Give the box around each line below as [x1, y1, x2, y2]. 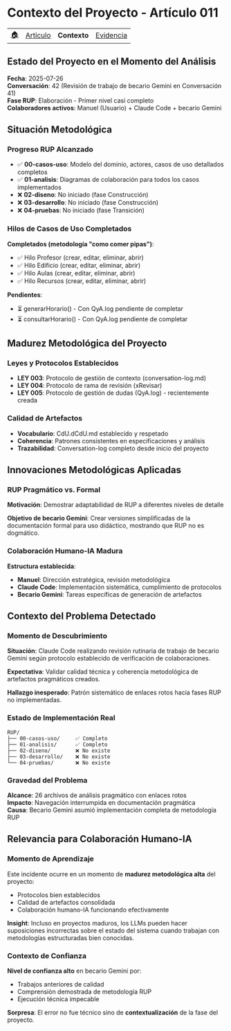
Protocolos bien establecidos [17, 890, 100, 899]
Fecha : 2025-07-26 [7, 74, 64, 83]
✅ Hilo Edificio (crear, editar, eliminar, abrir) [17, 261, 140, 269]
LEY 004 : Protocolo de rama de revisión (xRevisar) [17, 382, 163, 390]
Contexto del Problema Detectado [7, 611, 156, 622]
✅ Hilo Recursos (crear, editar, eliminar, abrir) [17, 276, 147, 285]
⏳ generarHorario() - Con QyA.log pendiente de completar [17, 304, 183, 313]
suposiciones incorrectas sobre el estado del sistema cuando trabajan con [7, 926, 220, 935]
